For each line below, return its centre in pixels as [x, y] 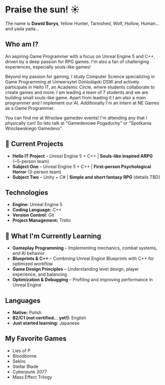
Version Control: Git [33, 215]
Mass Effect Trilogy [32, 377]
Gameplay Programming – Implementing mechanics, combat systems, [85, 248]
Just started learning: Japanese [46, 323]
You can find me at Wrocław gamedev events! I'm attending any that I [76, 118]
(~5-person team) [31, 161]
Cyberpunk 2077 [30, 372]
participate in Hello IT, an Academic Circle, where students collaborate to [80, 87]
